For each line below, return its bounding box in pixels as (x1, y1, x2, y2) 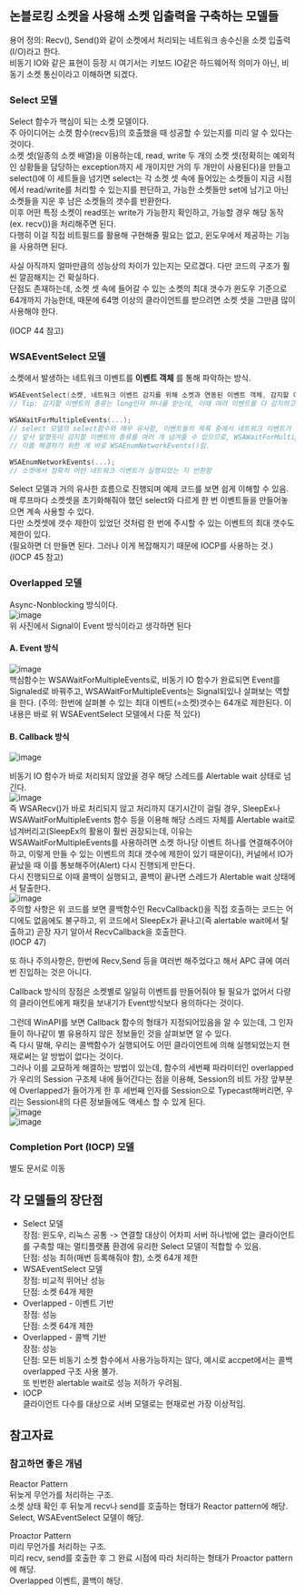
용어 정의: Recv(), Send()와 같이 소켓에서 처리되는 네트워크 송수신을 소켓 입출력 (9, 35, 291, 45)
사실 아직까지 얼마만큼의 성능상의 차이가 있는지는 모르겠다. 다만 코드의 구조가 (9, 260, 281, 271)
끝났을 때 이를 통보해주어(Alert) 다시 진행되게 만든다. (9, 860, 195, 871)
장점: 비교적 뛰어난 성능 (22, 1275, 106, 1286)
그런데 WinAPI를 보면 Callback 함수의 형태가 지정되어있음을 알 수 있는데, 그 (9, 1017, 277, 1028)
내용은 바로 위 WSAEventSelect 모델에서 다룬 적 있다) (9, 708, 202, 719)
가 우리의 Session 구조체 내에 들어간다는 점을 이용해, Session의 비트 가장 (9, 1074, 270, 1085)
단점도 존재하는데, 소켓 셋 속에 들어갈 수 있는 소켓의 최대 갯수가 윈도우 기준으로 (9, 283, 288, 294)
